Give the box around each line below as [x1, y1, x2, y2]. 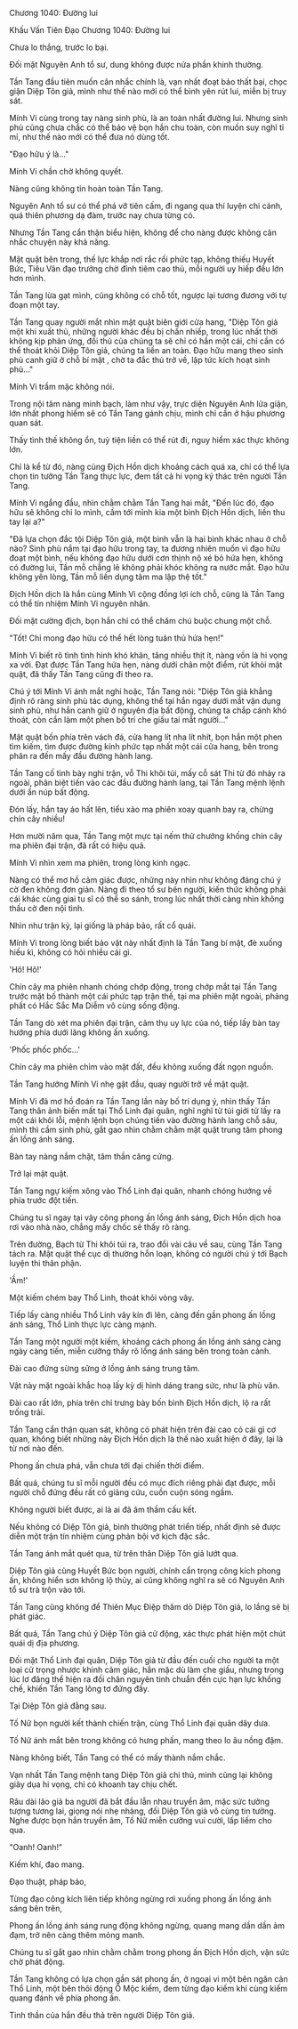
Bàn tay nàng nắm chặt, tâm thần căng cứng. [9, 1152, 174, 1161]
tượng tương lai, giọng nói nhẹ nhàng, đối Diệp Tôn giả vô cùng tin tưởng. [9, 1806, 277, 1816]
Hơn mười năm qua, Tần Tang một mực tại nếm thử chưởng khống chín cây [9, 831, 283, 841]
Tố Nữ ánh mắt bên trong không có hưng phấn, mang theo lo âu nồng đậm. [9, 1735, 284, 1745]
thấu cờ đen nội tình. [9, 903, 85, 913]
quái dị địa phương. [9, 1637, 80, 1648]
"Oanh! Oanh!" [9, 1842, 63, 1852]
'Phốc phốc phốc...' [9, 1045, 81, 1055]
